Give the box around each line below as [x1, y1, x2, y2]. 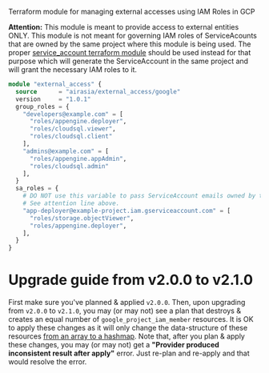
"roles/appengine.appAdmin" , [29, 154, 127, 162]
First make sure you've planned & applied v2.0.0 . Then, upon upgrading [8, 298, 246, 307]
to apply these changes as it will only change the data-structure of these [8, 323, 248, 333]
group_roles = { [15, 102, 70, 110]
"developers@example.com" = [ [22, 110, 124, 118]
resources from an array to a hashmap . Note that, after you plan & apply [8, 331, 246, 341]
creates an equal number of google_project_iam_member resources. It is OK [8, 315, 254, 324]
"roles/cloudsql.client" [29, 132, 113, 141]
